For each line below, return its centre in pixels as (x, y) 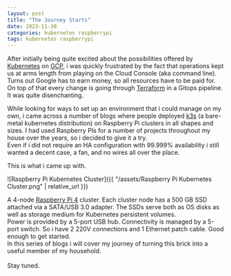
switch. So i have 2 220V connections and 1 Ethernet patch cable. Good (122, 229)
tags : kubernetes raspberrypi (51, 39)
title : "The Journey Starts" (49, 20)
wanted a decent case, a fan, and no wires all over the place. (93, 153)
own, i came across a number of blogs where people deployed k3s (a (106, 116)
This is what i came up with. (47, 166)
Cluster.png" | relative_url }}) (48, 187)
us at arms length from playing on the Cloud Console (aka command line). (112, 74)
